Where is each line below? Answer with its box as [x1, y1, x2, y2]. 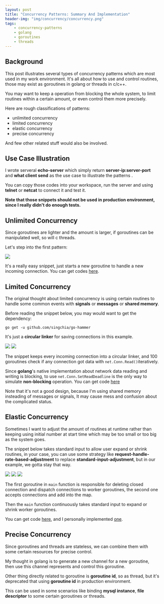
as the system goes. [5, 436, 46, 442]
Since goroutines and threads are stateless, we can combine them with [5, 543, 148, 549]
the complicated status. [5, 399, 53, 404]
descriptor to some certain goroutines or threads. [5, 593, 106, 599]
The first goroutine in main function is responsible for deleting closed [5, 481, 143, 487]
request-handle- [115, 451, 149, 457]
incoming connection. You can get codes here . [5, 268, 99, 274]
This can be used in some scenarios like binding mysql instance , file [5, 588, 144, 594]
